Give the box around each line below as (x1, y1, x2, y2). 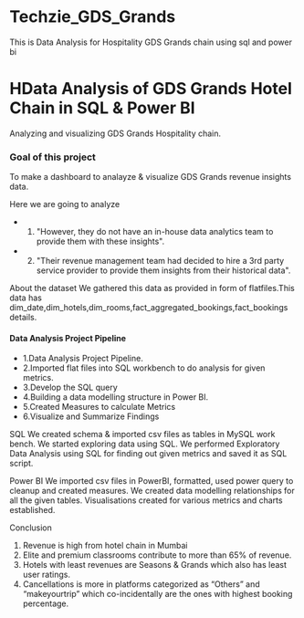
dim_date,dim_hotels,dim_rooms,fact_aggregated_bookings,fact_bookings (9, 302, 288, 313)
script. (9, 458, 34, 469)
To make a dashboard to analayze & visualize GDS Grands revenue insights (9, 172, 292, 183)
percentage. (22, 598, 69, 609)
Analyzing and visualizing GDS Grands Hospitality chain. (9, 128, 222, 139)
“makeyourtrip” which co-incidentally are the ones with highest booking (22, 589, 293, 600)
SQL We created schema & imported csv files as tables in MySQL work (9, 429, 276, 440)
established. (9, 505, 56, 516)
